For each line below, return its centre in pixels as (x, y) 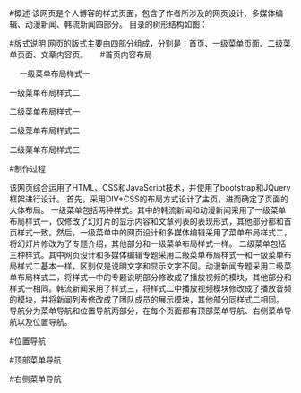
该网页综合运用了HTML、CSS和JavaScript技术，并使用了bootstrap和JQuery (150, 188)
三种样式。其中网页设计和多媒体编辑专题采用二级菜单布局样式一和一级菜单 (146, 255)
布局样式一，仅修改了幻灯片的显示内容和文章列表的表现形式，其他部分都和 (146, 221)
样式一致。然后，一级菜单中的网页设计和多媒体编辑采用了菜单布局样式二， (154, 232)
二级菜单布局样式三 (45, 150)
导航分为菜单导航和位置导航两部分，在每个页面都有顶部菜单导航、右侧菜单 (146, 311)
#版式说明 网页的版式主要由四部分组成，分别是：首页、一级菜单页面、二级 (146, 43)
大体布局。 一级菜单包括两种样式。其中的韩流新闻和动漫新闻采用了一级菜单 (148, 210)
